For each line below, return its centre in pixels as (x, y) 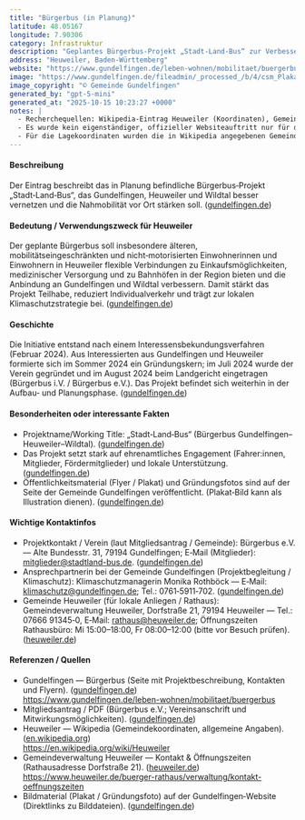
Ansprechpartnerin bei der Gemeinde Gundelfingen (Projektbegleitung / (157, 571)
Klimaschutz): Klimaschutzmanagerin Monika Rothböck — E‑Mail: (145, 581)
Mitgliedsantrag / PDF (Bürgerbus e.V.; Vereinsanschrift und (134, 709)
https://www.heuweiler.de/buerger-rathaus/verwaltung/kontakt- (142, 777)
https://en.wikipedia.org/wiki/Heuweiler (96, 748)
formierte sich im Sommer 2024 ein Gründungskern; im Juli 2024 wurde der (152, 364)
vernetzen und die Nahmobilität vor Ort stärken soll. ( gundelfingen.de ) (141, 205)
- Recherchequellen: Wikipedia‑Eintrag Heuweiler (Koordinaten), (144, 119)
